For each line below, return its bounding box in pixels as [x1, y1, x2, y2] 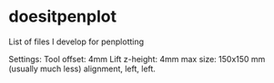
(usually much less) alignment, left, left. [8, 63, 157, 74]
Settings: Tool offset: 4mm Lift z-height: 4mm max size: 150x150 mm [8, 53, 266, 64]
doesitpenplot [8, 6, 117, 27]
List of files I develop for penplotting [8, 36, 145, 47]
